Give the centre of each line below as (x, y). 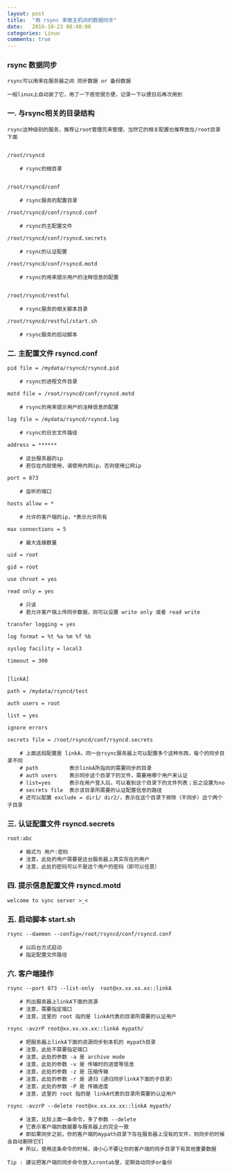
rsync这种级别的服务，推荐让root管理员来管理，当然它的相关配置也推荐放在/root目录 (114, 129)
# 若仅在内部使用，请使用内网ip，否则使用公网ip (81, 466)
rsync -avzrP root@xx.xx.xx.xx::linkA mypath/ (75, 1029)
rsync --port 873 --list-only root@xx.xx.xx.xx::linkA (89, 989)
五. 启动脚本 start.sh (42, 919)
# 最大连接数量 (38, 543)
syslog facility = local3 (44, 649)
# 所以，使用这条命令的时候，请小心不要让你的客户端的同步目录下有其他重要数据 (118, 1149)
